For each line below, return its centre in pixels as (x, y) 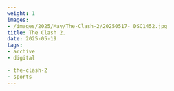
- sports (20, 77)
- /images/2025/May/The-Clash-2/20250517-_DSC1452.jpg (87, 26)
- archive (21, 52)
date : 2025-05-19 (32, 39)
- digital (21, 58)
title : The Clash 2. (37, 32)
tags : (15, 45)
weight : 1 (21, 13)
